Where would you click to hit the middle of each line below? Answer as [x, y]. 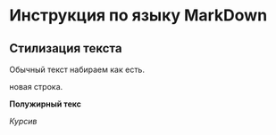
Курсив [23, 121]
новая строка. [36, 87]
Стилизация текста [66, 48]
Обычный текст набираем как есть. [77, 69]
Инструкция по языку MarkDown [138, 16]
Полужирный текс [46, 104]
